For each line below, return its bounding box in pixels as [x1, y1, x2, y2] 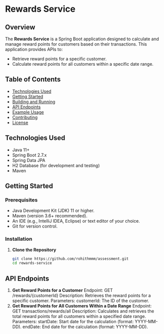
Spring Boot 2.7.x [12, 152, 47, 158]
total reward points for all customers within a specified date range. [12, 313, 146, 319]
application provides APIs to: [5, 47, 63, 52]
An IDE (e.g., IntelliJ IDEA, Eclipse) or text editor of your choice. [12, 218, 141, 224]
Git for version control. [12, 223, 58, 229]
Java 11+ [12, 147, 30, 153]
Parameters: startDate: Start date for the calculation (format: [12, 319, 134, 325]
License [12, 119, 28, 126]
